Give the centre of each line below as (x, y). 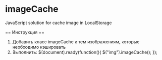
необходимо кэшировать (39, 47)
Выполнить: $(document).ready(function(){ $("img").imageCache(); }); (85, 52)
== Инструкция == (25, 32)
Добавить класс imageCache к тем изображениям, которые (76, 42)
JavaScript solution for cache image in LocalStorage (59, 23)
